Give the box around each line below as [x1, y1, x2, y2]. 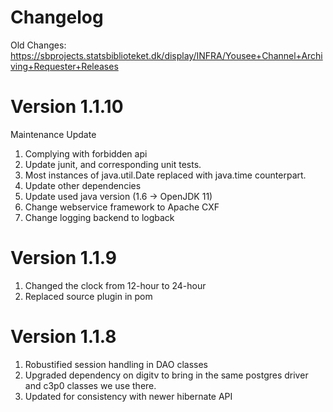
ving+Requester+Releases [10, 60, 119, 72]
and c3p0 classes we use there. [24, 379, 157, 391]
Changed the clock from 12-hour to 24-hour [24, 279, 207, 291]
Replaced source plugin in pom [24, 290, 153, 302]
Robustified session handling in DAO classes [24, 358, 208, 370]
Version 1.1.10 [10, 96, 124, 118]
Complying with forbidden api [24, 147, 148, 160]
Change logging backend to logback [24, 211, 175, 223]
